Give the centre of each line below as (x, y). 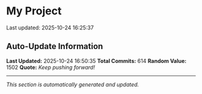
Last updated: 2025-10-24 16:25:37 (50, 28)
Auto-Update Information (55, 46)
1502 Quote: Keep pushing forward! (50, 67)
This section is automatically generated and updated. (73, 84)
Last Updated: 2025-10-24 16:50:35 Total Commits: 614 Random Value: (96, 60)
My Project (34, 11)
